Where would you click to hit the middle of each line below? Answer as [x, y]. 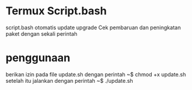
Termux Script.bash [56, 11]
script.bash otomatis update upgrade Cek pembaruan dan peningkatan [93, 27]
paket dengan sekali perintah [41, 33]
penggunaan [38, 58]
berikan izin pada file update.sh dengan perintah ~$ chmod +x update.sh [96, 74]
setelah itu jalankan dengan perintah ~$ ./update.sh [69, 80]
